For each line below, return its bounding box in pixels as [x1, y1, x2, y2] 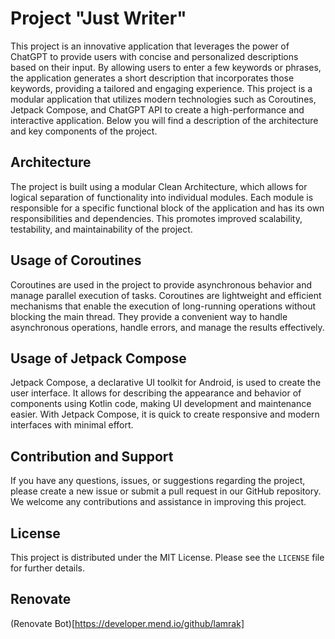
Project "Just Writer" [10, 7, 187, 30]
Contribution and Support [10, 448, 174, 465]
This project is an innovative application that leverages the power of [10, 40, 290, 52]
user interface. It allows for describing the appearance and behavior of [10, 387, 302, 399]
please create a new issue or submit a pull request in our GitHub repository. [10, 485, 322, 497]
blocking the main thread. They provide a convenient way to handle [10, 310, 288, 322]
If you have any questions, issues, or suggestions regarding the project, [10, 475, 306, 487]
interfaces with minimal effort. [10, 419, 134, 431]
